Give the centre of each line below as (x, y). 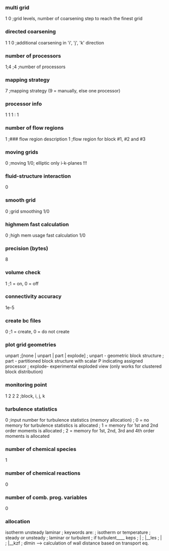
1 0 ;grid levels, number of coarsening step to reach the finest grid (74, 19)
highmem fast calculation (37, 224)
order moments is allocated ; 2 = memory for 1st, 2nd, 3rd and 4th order (80, 431)
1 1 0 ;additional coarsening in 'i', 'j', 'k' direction (55, 42)
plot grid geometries (31, 345)
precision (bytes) (27, 248)
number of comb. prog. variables (46, 497)
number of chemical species (41, 449)
